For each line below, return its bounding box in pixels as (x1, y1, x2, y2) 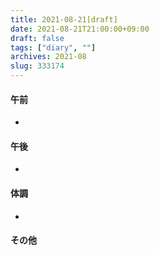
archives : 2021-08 (10, 52, 87, 62)
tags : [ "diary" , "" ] (10, 42, 97, 53)
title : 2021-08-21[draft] (10, 14, 118, 25)
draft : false (10, 33, 65, 43)
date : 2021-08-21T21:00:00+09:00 (10, 24, 150, 34)
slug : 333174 (10, 61, 65, 71)
